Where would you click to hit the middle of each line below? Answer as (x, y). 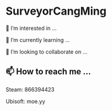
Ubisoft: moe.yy (26, 101)
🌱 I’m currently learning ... (38, 40)
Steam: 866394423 (30, 89)
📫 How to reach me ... (48, 72)
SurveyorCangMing (56, 11)
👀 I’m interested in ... (31, 28)
